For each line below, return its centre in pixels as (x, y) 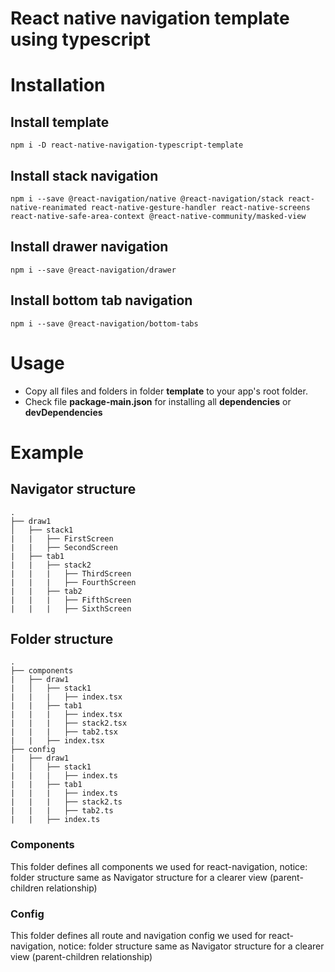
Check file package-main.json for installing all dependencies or (158, 401)
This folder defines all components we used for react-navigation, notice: (159, 866)
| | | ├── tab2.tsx (64, 732)
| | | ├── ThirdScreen (71, 573)
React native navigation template (150, 18)
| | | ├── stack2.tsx (69, 723)
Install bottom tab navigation (101, 300)
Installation (58, 85)
